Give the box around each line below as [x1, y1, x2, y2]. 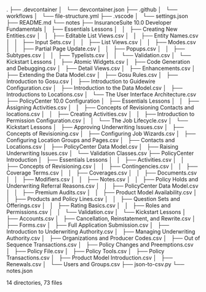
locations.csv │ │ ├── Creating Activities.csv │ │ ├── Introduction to [6, 111, 195, 117]
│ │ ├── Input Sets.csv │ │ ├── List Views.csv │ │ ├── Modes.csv [6, 39, 196, 45]
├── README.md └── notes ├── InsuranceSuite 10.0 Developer [6, 19, 172, 26]
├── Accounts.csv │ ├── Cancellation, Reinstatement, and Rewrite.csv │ [6, 215, 196, 222]
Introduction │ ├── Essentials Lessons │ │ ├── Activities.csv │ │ [6, 156, 184, 163]
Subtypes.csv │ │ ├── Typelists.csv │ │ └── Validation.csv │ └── [6, 52, 191, 58]
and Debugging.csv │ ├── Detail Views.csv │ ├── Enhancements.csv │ [6, 65, 196, 72]
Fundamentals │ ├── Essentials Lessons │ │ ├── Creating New [6, 25, 178, 33]
